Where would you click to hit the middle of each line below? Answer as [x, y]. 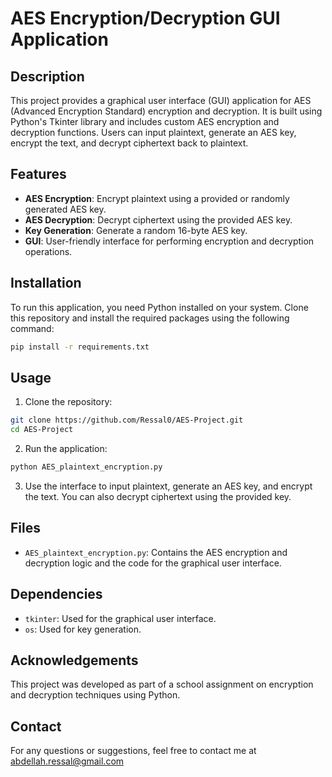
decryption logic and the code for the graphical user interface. [153, 563]
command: [32, 328]
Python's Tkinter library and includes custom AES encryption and [145, 121]
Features [38, 174]
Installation [46, 283]
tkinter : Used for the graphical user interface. [120, 618]
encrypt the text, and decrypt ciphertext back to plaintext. [129, 143]
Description [47, 76]
